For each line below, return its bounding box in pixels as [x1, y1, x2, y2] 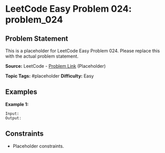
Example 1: [5, 101, 29, 107]
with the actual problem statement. [5, 53, 79, 59]
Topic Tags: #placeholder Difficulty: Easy [5, 73, 94, 79]
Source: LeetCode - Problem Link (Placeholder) [5, 63, 106, 69]
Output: [5, 115, 22, 120]
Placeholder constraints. [12, 143, 64, 149]
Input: [5, 111, 19, 116]
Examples [5, 88, 37, 96]
